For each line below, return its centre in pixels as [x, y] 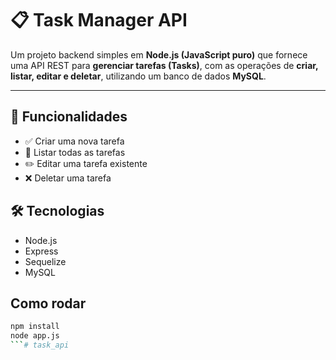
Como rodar [48, 303]
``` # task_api [40, 345]
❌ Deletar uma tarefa [68, 178]
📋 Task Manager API [99, 20]
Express [41, 251]
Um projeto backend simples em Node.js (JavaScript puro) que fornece [159, 54]
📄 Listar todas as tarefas [75, 152]
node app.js [35, 336]
